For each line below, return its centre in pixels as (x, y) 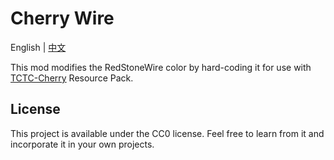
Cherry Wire (62, 18)
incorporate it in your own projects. (82, 144)
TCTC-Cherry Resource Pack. (72, 78)
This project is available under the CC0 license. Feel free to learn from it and (167, 133)
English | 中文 (38, 47)
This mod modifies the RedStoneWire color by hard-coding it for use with (161, 67)
